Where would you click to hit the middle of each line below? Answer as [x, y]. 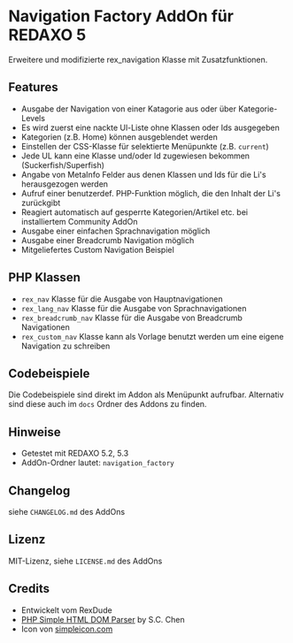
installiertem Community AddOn [79, 221]
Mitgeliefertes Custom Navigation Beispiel [97, 249]
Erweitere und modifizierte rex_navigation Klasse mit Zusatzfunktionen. [138, 59]
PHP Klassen [44, 277]
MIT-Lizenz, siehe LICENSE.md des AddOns [85, 561]
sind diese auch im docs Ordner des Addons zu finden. [108, 404]
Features [33, 87]
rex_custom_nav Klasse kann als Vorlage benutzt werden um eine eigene [152, 336]
